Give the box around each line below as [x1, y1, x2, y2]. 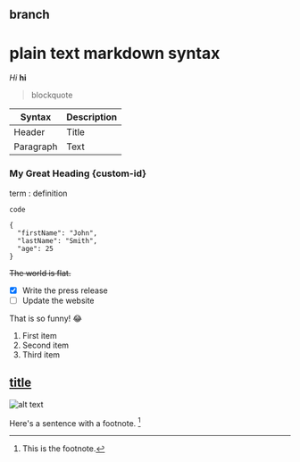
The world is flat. [9, 267, 71, 278]
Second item [21, 340, 70, 350]
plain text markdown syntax [9, 43, 221, 63]
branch [9, 7, 51, 22]
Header [13, 126, 46, 139]
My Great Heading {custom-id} [9, 167, 147, 180]
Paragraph [13, 140, 58, 153]
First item [21, 330, 57, 340]
